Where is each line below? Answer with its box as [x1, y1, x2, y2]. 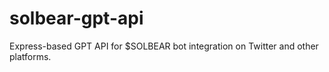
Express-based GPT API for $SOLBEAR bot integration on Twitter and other [9, 40, 319, 52]
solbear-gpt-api [9, 7, 144, 30]
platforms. [9, 50, 52, 62]
